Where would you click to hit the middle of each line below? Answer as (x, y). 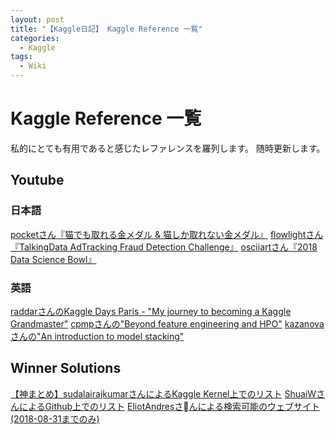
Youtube (37, 180)
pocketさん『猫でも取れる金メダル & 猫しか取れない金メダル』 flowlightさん (167, 234)
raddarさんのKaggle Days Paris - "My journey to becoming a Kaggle (151, 311)
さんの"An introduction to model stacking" (97, 336)
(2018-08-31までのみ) (55, 418)
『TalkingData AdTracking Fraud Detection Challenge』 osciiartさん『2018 (164, 247)
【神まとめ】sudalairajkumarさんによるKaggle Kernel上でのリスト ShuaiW (163, 393)
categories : (35, 38)
